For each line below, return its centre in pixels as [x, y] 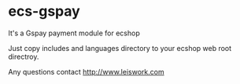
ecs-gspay [44, 11]
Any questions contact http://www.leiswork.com [86, 71]
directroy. [24, 57]
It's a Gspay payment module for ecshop [74, 33]
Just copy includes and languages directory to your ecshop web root [120, 48]
